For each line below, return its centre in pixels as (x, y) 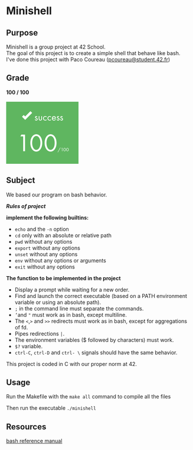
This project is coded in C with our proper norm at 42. (72, 364)
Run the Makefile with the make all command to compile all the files (89, 397)
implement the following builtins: (48, 218)
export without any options (48, 248)
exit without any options (45, 267)
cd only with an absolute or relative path (63, 235)
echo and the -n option (42, 229)
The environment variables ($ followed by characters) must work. (94, 340)
